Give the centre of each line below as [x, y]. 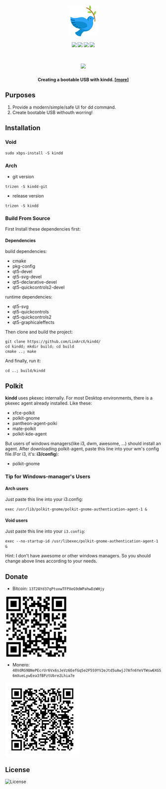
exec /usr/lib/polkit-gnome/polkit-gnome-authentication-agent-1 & [76, 509]
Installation [23, 128]
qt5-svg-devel [27, 277]
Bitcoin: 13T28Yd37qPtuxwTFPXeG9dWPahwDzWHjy [58, 589]
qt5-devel [22, 272]
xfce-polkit [24, 413]
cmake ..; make [21, 352]
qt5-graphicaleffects [33, 322]
